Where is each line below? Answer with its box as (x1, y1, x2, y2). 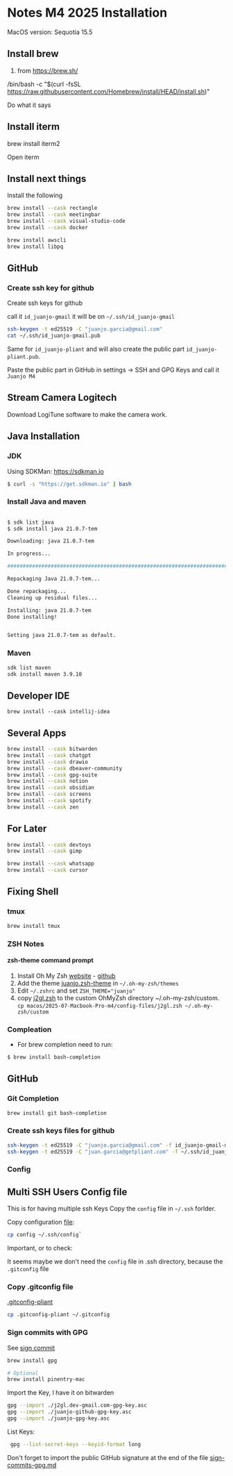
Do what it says (7, 101, 51, 109)
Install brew (7, 48, 59, 60)
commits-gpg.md (7, 1461, 57, 1469)
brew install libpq (7, 243, 64, 250)
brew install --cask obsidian (7, 784, 95, 791)
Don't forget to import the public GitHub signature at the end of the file (7, 1453, 209, 1461)
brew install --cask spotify (7, 797, 92, 804)
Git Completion (7, 1094, 59, 1104)
